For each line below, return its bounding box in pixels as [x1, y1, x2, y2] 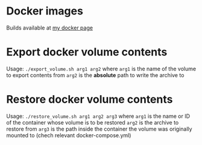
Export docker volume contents [6, 45, 168, 59]
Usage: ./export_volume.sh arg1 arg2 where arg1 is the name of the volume [6, 65, 197, 72]
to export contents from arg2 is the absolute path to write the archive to [6, 71, 185, 79]
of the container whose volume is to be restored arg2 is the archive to [6, 119, 179, 126]
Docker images [6, 4, 83, 18]
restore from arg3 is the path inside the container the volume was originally [6, 125, 192, 132]
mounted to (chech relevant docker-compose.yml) [6, 131, 131, 139]
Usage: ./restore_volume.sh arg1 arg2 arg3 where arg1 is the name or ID [6, 113, 190, 120]
